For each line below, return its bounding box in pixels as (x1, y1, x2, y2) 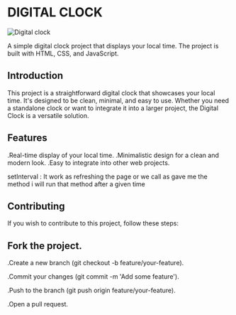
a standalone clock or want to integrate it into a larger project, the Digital (7, 104, 218, 112)
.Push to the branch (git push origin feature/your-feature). (7, 286, 176, 295)
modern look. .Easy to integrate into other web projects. (7, 158, 170, 167)
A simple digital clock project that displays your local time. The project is (7, 41, 219, 50)
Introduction (7, 70, 64, 82)
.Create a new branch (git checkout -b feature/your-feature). (7, 259, 184, 267)
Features (7, 132, 47, 144)
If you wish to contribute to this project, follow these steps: (7, 219, 179, 228)
